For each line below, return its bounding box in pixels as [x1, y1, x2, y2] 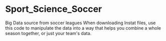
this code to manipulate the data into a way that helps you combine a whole [5, 25, 161, 31]
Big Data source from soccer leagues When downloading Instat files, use [5, 20, 156, 26]
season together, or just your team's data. [5, 30, 92, 36]
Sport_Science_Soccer [5, 3, 102, 15]
